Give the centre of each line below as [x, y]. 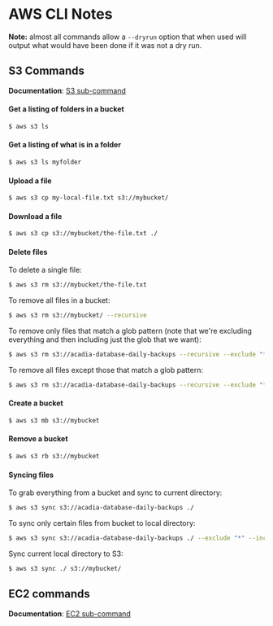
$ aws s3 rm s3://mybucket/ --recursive [78, 315]
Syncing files [31, 475]
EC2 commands [50, 594]
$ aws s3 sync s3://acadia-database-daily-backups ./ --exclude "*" [127, 538]
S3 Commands [47, 71]
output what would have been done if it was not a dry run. [105, 45]
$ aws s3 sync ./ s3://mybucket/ [65, 568]
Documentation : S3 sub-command [67, 90]
